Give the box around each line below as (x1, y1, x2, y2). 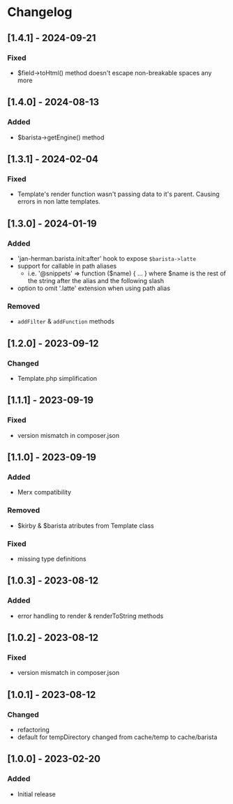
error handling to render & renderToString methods (17, 612, 164, 620)
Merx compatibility (17, 488, 72, 496)
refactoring (17, 725, 50, 734)
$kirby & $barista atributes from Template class (17, 521, 155, 530)
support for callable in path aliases (17, 261, 117, 270)
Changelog (7, 4, 73, 20)
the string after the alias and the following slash (27, 276, 164, 285)
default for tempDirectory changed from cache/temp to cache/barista (17, 733, 218, 741)
